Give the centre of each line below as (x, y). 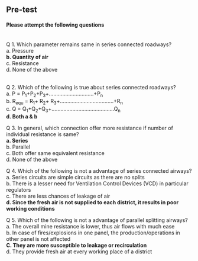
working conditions (30, 208)
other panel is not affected (38, 239)
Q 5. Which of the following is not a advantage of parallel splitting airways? (97, 220)
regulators (19, 189)
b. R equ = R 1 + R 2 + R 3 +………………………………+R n (64, 102)
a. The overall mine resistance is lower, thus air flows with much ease (90, 226)
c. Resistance (23, 63)
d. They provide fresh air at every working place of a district (79, 252)
